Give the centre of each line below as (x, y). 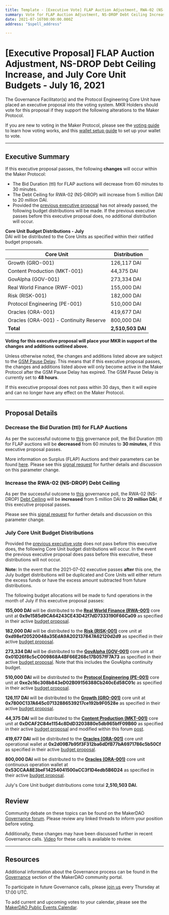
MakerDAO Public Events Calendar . (41, 907)
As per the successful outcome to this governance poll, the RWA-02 (76, 494)
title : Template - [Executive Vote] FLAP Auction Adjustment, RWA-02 (80, 10)
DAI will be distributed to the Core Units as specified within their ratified (79, 237)
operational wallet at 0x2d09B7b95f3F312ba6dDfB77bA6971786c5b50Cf (83, 744)
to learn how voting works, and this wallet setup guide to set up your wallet (83, 131)
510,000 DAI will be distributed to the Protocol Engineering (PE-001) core (82, 677)
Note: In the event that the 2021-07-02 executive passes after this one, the (83, 569)
